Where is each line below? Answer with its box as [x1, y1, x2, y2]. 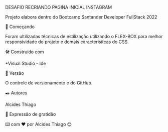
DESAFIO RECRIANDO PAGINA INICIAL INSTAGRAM [5, 5, 112, 10]
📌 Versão [5, 70, 24, 76]
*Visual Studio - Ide [5, 60, 46, 66]
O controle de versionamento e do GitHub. [5, 80, 93, 86]
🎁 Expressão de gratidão [5, 111, 56, 117]
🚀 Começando [5, 24, 35, 30]
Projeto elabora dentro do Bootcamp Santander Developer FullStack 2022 [5, 14, 157, 20]
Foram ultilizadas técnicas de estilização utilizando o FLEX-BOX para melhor [5, 34, 163, 39]
